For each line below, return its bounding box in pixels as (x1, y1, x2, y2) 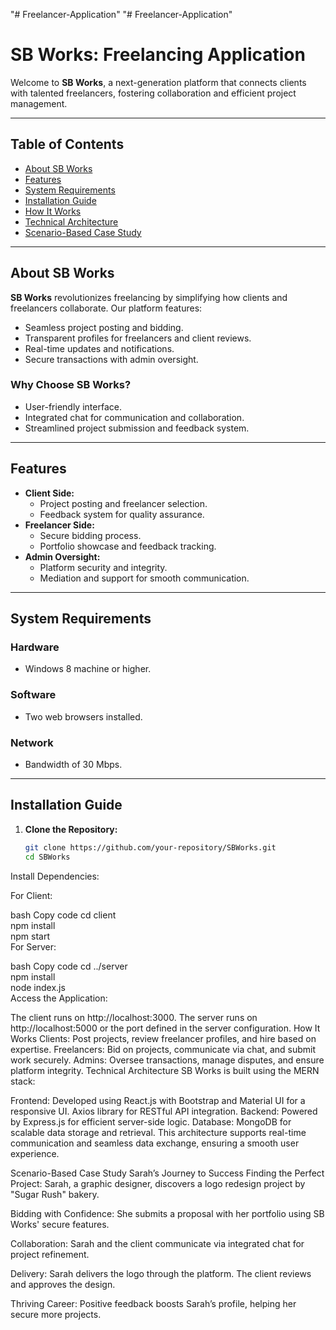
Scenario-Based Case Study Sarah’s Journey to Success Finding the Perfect (10, 1167, 325, 1179)
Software (10, 688, 57, 702)
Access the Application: (10, 992, 108, 1004)
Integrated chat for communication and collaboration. (24, 411, 245, 423)
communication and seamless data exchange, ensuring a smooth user (10, 1137, 300, 1149)
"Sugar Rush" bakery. (10, 1188, 100, 1200)
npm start (10, 930, 51, 942)
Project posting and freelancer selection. (39, 497, 208, 509)
